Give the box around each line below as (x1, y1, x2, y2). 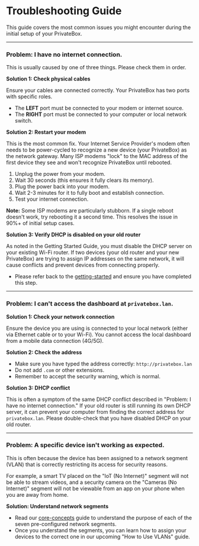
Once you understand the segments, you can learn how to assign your (14, 526, 187, 534)
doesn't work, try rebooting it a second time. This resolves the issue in (6, 213, 178, 220)
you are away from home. (6, 491, 69, 498)
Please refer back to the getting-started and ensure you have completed (14, 273, 191, 280)
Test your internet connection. (14, 195, 89, 203)
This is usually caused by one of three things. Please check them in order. (6, 64, 187, 71)
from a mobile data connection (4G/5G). (6, 337, 104, 344)
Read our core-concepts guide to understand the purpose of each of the (14, 514, 192, 521)
